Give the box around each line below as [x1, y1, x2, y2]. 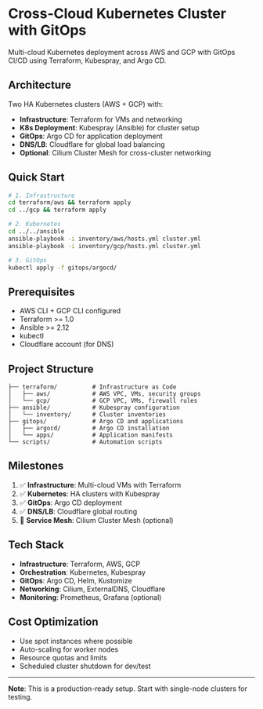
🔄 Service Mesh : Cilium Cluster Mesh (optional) [19, 515, 174, 524]
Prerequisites [8, 285, 75, 298]
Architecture [8, 79, 72, 92]
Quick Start [8, 170, 65, 185]
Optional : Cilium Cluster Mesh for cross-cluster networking [19, 148, 211, 157]
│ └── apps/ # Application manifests [8, 431, 174, 440]
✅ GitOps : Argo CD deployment [19, 498, 123, 507]
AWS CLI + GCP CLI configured [19, 306, 121, 316]
